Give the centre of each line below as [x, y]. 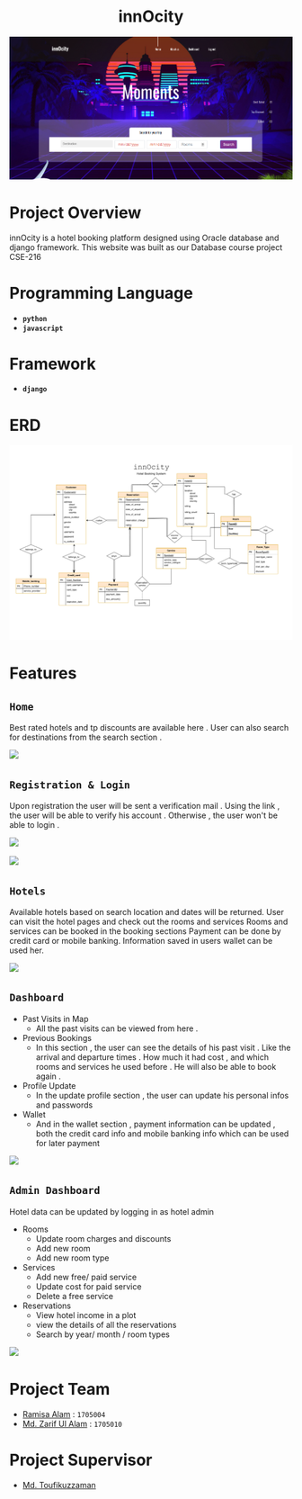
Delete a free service [75, 1296]
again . [48, 1076]
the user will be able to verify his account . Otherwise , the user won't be [144, 815]
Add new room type [72, 1258]
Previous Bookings [57, 1037]
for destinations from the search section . [86, 737]
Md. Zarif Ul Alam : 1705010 [72, 1423]
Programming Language [101, 293]
